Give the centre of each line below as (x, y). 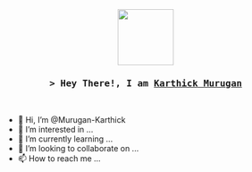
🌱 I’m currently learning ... (65, 139)
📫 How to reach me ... (59, 159)
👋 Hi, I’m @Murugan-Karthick (71, 120)
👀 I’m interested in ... (55, 130)
